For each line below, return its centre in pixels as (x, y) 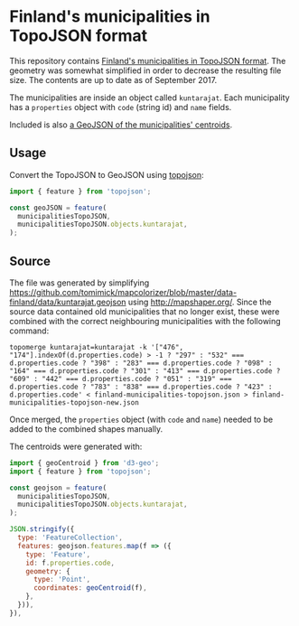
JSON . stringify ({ (42, 529)
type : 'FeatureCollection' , (70, 538)
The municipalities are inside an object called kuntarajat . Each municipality (150, 98)
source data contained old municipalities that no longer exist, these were (145, 311)
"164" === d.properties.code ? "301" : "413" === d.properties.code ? (145, 371)
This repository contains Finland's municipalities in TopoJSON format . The (148, 61)
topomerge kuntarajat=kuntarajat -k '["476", (96, 347)
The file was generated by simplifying (79, 283)
